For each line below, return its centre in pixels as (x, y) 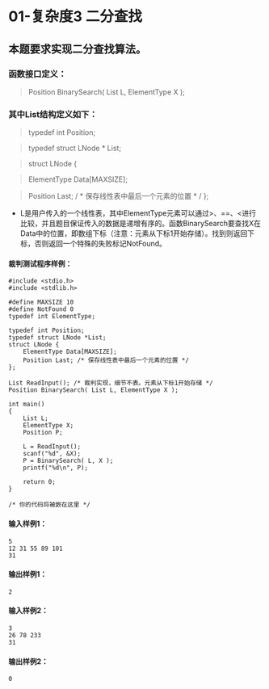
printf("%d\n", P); (56, 468)
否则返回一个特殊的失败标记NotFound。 (101, 244)
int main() (27, 405)
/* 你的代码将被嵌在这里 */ (49, 505)
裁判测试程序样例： (40, 263)
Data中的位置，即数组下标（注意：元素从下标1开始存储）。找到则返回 (134, 233)
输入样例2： (28, 611)
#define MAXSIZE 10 (41, 302)
